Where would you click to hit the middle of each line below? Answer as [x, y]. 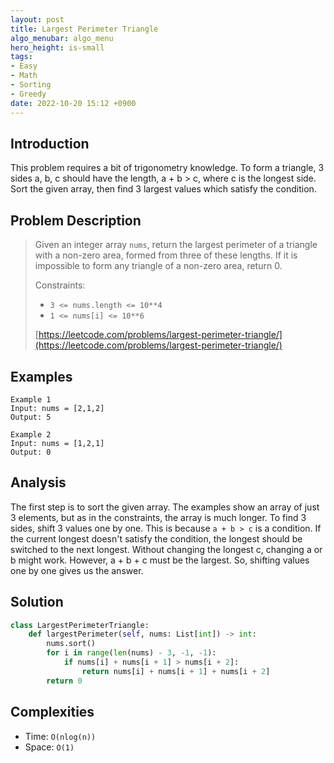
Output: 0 [31, 452]
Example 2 [31, 434]
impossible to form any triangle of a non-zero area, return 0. [158, 266]
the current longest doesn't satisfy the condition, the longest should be [156, 538]
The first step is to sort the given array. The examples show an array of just [165, 507]
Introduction [50, 143]
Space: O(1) [49, 747]
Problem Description [76, 220]
